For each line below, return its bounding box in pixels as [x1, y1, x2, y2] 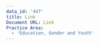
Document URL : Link [6, 19, 55, 25]
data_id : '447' [6, 8, 44, 15]
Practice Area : [6, 25, 44, 31]
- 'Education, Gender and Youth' [11, 30, 94, 36]
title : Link [6, 14, 36, 20]
